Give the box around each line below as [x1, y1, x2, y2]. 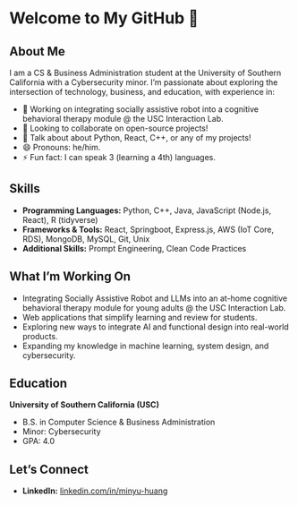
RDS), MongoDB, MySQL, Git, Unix [21, 233, 150, 244]
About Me [9, 44, 65, 59]
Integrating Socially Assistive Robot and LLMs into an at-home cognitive [21, 293, 288, 304]
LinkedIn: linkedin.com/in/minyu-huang [21, 485, 168, 496]
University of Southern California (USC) [9, 399, 159, 410]
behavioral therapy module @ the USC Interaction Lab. [21, 114, 224, 124]
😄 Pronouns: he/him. [21, 142, 101, 152]
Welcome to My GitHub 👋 [9, 8, 200, 29]
